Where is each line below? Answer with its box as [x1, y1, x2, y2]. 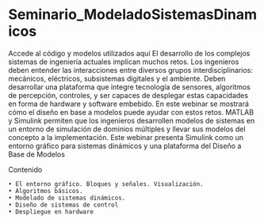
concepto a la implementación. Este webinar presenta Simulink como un [8, 132, 244, 142]
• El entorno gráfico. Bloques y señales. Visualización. [8, 180, 204, 188]
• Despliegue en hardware [8, 207, 94, 215]
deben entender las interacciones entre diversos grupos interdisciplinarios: [8, 65, 254, 74]
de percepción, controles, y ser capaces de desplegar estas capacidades [8, 90, 248, 100]
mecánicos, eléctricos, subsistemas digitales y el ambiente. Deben [8, 74, 226, 83]
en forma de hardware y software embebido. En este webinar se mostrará [8, 99, 250, 108]
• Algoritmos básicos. [8, 187, 83, 195]
